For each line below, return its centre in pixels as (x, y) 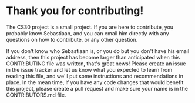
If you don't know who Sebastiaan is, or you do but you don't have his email (98, 51)
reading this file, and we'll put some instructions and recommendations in (95, 76)
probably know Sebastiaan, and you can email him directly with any (88, 33)
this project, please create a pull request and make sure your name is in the (97, 88)
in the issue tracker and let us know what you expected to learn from (89, 69)
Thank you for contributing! (75, 11)
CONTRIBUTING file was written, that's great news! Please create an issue (96, 64)
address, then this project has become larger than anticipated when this (93, 57)
